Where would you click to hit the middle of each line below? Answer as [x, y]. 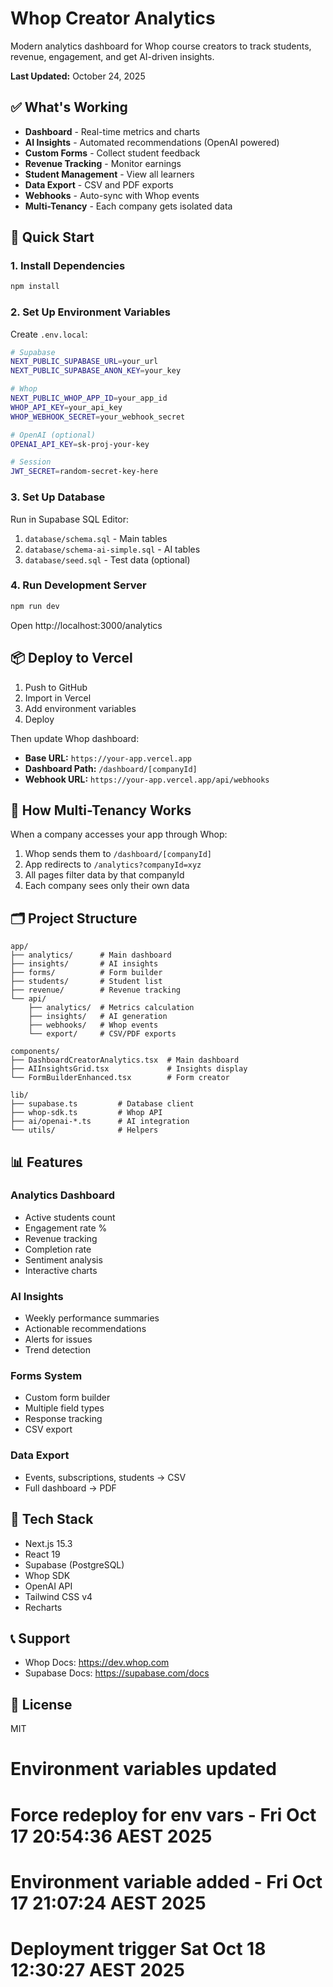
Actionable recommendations [85, 1329]
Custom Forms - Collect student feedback [112, 153]
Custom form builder [67, 1398]
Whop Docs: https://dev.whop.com [97, 1663]
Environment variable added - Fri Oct [166, 1881]
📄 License [41, 1704]
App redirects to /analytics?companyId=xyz [113, 864]
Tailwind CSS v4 [58, 1596]
